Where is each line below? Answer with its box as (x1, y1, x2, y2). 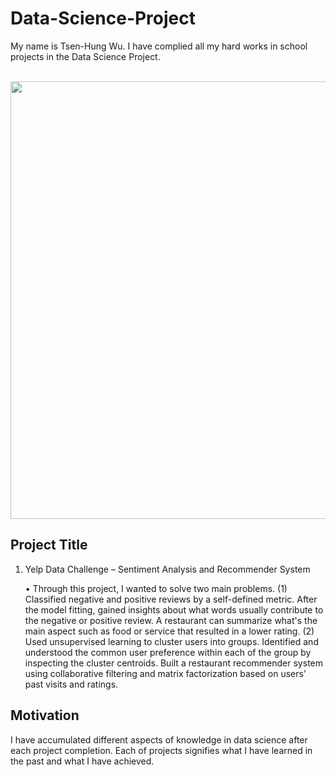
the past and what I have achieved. (10, 755, 155, 767)
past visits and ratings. (24, 678, 119, 690)
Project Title (10, 537, 88, 554)
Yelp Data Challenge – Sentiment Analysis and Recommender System (24, 563, 311, 575)
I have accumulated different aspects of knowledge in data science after (10, 733, 308, 746)
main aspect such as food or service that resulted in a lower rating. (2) (24, 625, 315, 637)
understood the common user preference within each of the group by (24, 646, 312, 658)
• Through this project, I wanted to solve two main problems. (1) (24, 582, 288, 594)
